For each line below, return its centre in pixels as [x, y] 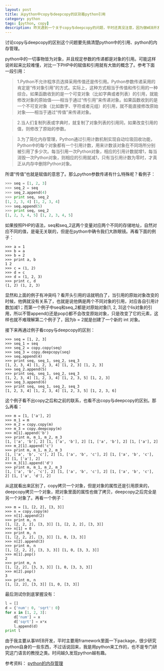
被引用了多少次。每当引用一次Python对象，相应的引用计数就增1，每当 [87, 151]
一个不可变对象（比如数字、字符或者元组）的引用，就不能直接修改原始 [88, 106]
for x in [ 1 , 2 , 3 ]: [26, 612]
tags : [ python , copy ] [27, 23]
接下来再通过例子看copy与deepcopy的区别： [50, 330]
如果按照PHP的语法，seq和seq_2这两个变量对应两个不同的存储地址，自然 [79, 225]
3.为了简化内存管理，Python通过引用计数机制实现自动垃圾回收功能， [86, 139]
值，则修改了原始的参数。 [43, 129]
